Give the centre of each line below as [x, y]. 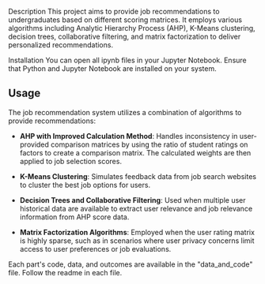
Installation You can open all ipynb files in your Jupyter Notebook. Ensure [127, 60]
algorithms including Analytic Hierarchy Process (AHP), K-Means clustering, [132, 28]
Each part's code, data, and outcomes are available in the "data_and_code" [131, 264]
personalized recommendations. [61, 45]
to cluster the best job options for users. [85, 185]
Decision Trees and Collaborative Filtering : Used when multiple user [132, 200]
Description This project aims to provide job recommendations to [114, 11]
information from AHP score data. [74, 217]
